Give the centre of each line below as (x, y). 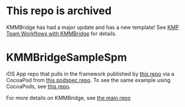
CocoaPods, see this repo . (39, 86)
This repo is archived (59, 11)
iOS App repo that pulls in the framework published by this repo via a (90, 74)
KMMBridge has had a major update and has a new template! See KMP (92, 27)
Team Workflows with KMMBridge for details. (61, 33)
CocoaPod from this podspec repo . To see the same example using (88, 80)
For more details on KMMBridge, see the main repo (68, 98)
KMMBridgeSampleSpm (67, 58)
